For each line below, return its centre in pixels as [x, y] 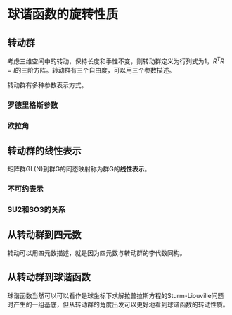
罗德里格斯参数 [33, 105]
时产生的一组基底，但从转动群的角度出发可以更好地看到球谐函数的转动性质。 [118, 304]
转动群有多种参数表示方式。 [47, 85]
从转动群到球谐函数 [49, 277]
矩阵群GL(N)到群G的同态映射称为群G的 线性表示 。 [79, 169]
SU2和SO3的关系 [37, 210]
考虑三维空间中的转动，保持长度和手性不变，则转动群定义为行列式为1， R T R [116, 61]
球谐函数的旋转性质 [63, 14]
